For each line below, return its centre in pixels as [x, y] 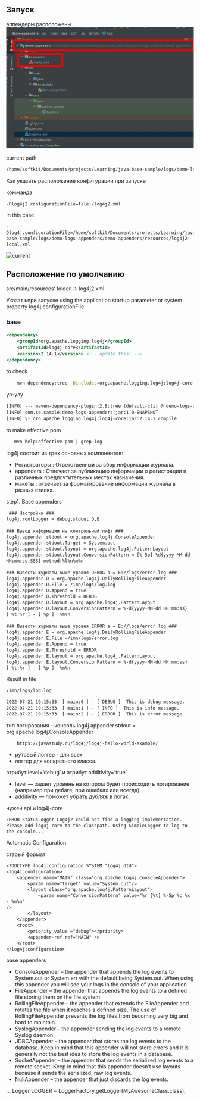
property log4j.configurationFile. [46, 307]
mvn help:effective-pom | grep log [58, 442]
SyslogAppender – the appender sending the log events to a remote [98, 1029]
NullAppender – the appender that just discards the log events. [92, 1079]
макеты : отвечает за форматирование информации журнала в [95, 483]
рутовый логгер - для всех [49, 755]
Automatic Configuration [36, 843]
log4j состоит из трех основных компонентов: [65, 453]
